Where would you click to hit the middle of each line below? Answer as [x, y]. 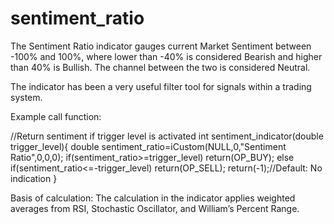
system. [26, 97]
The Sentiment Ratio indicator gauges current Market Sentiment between [161, 46]
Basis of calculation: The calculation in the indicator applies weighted [153, 198]
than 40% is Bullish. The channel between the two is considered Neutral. [160, 67]
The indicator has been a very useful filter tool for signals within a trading [161, 86]
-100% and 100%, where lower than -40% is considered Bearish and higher [166, 56]
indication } [34, 178]
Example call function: [56, 116]
